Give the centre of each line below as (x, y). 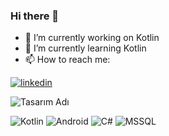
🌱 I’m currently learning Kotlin (85, 48)
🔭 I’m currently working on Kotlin (92, 38)
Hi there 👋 (35, 16)
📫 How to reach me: (67, 60)
